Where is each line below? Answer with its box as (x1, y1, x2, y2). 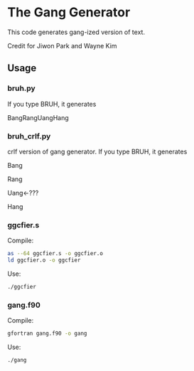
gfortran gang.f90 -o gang (7, 330, 87, 338)
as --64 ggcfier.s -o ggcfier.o (7, 250, 103, 257)
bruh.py (7, 83, 36, 93)
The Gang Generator (7, 4, 131, 21)
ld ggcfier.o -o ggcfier (7, 257, 81, 264)
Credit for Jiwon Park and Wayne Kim (7, 41, 117, 50)
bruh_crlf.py (7, 131, 51, 141)
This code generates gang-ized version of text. (7, 28, 146, 36)
